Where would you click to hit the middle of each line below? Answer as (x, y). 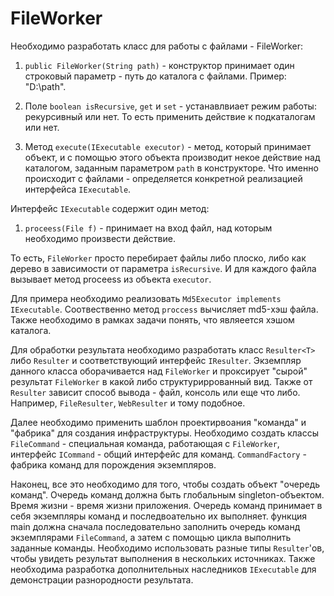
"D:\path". (45, 86)
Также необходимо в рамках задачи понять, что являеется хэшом (152, 319)
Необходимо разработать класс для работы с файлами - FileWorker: (156, 46)
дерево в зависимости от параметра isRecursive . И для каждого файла (163, 268)
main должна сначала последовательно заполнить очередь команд (155, 526)
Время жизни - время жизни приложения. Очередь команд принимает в (166, 505)
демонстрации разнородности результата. (102, 579)
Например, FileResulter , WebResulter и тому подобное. (128, 403)
